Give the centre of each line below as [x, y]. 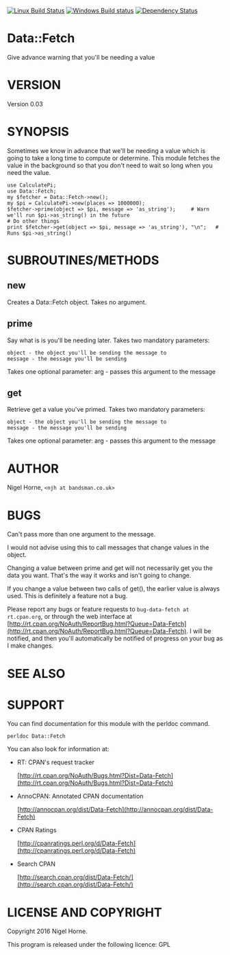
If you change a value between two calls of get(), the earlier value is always [114, 589]
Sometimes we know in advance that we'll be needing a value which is [106, 150]
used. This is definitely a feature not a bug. [67, 596]
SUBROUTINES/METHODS [83, 260]
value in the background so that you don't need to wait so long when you [110, 165]
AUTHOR [33, 468]
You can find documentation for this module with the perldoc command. [108, 724]
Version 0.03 [25, 104]
